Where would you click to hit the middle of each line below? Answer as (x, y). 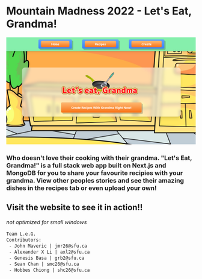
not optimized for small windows (47, 222)
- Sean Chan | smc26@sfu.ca (44, 264)
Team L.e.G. (21, 234)
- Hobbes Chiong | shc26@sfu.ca (49, 270)
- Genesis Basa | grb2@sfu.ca (47, 258)
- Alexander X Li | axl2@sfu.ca (49, 252)
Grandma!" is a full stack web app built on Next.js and (86, 165)
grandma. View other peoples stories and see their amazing (95, 180)
